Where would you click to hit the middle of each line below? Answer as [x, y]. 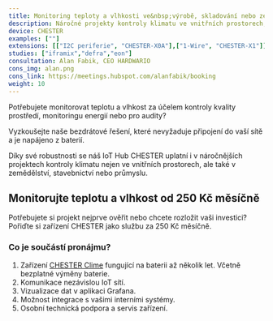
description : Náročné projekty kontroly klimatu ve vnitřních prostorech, [138, 24]
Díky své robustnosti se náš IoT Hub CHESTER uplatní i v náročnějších [126, 156]
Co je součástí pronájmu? [60, 247]
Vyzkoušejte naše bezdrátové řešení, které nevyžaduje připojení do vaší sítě [136, 131]
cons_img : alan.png [41, 69]
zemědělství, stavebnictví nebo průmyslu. [78, 173]
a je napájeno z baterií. [47, 139]
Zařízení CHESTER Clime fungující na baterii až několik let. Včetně [130, 265]
